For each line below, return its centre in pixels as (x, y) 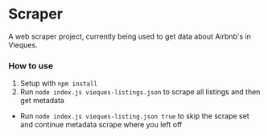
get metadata (42, 101)
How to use (31, 65)
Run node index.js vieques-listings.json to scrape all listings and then (140, 92)
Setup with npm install (59, 83)
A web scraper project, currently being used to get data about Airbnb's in (130, 36)
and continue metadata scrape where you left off (101, 125)
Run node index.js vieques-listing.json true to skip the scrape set (134, 116)
